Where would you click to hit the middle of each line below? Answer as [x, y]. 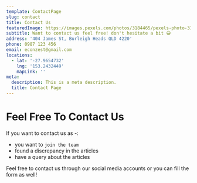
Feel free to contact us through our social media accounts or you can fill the [98, 168]
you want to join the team [47, 144]
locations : [19, 55]
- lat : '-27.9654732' [38, 60]
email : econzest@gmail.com [39, 50]
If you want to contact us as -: [42, 133]
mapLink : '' [31, 72]
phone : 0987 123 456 [31, 45]
